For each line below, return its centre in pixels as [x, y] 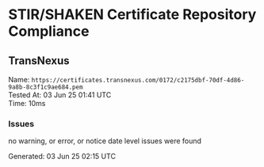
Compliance [49, 31]
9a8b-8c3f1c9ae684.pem [46, 87]
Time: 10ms [27, 103]
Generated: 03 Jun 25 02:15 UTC [62, 157]
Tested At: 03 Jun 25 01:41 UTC [60, 95]
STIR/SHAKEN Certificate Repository [132, 15]
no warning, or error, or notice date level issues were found [105, 141]
